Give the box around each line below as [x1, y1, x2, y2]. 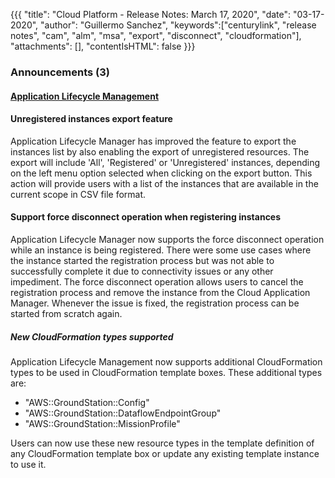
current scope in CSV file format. [10, 188, 147, 200]
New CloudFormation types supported [10, 330, 174, 343]
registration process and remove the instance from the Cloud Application [10, 286, 311, 298]
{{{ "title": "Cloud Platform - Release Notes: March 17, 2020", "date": [10, 9, 292, 20]
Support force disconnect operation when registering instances [10, 211, 282, 223]
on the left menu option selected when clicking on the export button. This [10, 167, 313, 179]
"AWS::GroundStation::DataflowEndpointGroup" [24, 407, 222, 419]
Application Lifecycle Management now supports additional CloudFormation [10, 355, 323, 368]
